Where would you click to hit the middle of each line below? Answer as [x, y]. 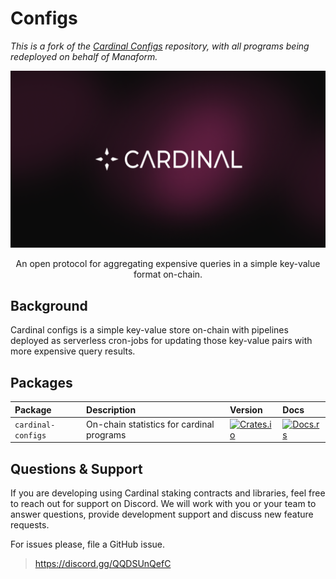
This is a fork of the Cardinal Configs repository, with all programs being [160, 46]
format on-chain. [168, 274]
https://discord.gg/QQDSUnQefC [103, 564]
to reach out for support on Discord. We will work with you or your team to [163, 504]
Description [111, 409]
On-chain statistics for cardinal [150, 424]
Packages [41, 382]
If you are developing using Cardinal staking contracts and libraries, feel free [168, 493]
